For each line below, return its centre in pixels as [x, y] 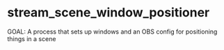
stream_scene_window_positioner [109, 13]
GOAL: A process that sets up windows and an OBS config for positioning [112, 32]
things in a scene [32, 38]
